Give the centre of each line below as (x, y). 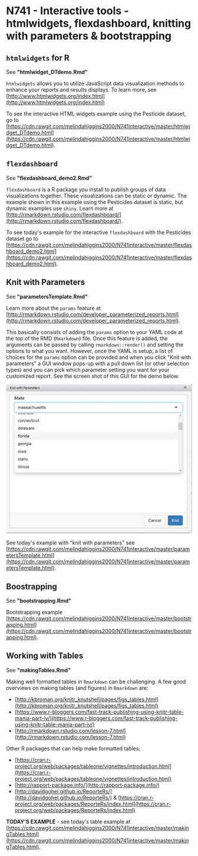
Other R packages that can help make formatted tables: (73, 748)
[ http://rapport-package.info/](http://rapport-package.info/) (87, 785)
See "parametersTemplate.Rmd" (47, 296)
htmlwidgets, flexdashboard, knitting (99, 23)
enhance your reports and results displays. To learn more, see (81, 90)
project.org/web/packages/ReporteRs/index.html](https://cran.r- (93, 804)
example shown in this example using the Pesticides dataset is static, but (95, 202)
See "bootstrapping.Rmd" (39, 601)
